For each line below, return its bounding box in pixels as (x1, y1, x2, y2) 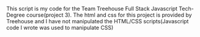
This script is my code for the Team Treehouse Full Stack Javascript (6, 5, 178, 12)
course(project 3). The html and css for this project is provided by (26, 11, 192, 18)
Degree (6, 11, 26, 18)
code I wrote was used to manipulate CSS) (6, 24, 114, 31)
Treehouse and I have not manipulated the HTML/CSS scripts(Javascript (6, 18, 189, 24)
